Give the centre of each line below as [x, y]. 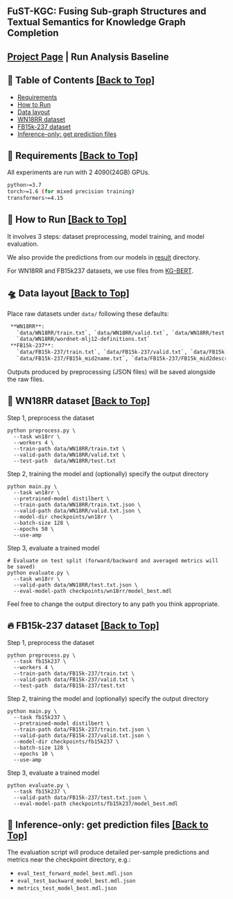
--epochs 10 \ [34, 754]
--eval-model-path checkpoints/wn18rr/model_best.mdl [93, 591]
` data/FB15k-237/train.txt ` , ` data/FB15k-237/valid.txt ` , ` [105, 352]
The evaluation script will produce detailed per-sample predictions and [108, 852]
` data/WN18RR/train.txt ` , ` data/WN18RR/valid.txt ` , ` [96, 333]
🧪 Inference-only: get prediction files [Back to [108, 824]
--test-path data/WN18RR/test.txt [65, 461]
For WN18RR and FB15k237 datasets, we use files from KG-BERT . [101, 271]
